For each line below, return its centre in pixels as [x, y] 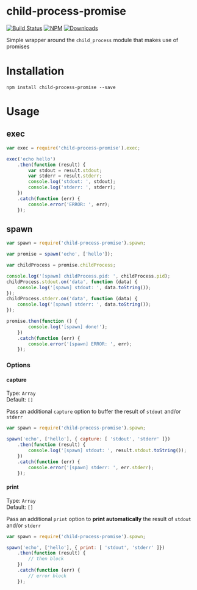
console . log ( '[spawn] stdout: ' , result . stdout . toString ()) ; [108, 451]
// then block [46, 559]
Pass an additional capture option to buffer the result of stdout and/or [94, 412]
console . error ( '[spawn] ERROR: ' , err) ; [80, 344]
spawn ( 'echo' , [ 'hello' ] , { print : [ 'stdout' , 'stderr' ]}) [86, 547]
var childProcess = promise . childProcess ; [61, 265]
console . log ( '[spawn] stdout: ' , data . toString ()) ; [84, 287]
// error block [48, 576]
